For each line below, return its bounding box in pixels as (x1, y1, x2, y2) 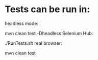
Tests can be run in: (5, 4, 90, 15)
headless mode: (5, 20, 39, 26)
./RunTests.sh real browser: (5, 40, 62, 46)
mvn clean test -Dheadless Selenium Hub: (5, 30, 93, 36)
